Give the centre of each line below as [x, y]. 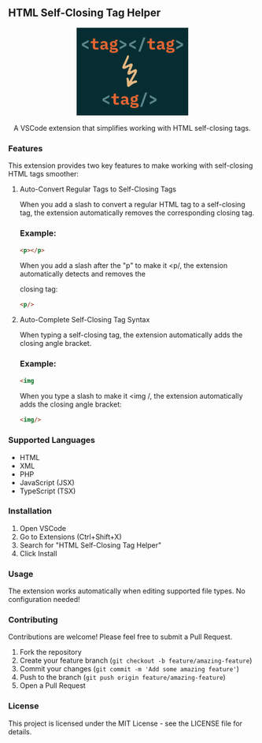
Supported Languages [52, 440]
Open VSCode [43, 528]
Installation [30, 511]
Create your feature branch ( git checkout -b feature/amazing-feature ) [136, 660]
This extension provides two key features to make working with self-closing [131, 165]
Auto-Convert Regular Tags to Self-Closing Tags [98, 189]
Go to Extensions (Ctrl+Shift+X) [70, 537]
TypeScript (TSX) [48, 491]
